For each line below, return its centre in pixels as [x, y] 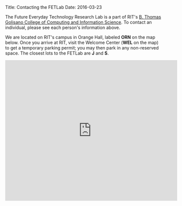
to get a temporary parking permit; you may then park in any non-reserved [82, 48]
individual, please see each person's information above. [63, 27]
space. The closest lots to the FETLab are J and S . [57, 53]
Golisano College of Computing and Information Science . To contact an [78, 22]
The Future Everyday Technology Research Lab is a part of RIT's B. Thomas [83, 17]
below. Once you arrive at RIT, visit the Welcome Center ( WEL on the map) [82, 42]
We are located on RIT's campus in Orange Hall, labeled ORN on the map [80, 37]
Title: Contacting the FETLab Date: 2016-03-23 [54, 7]
